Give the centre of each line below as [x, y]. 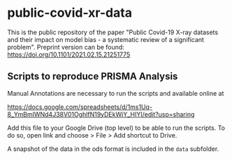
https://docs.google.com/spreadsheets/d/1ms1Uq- [80, 107]
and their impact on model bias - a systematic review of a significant [106, 39]
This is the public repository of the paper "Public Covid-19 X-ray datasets [113, 32]
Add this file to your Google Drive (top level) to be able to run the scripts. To [116, 128]
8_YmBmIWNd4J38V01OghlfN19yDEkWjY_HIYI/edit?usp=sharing [101, 114]
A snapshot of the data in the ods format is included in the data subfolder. [113, 149]
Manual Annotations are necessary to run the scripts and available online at [116, 93]
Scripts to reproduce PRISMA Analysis [93, 77]
